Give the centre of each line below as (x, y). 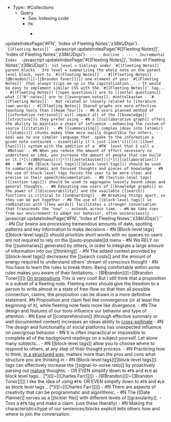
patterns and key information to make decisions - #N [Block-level (74, 229)
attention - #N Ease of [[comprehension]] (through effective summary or (81, 316)
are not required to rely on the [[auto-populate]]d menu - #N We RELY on (82, 240)
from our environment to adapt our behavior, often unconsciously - (80, 213)
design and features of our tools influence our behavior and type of (76, 311)
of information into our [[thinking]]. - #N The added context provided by (81, 251)
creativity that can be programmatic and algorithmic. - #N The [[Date (78, 392)
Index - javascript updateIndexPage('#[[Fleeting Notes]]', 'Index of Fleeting (85, 60)
